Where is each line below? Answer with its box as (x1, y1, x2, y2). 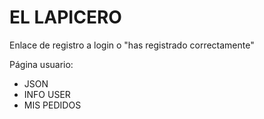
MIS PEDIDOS (23, 99, 82, 111)
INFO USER (23, 88, 71, 100)
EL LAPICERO (9, 6, 122, 29)
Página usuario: (9, 58, 74, 70)
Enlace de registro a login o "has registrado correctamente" (9, 39, 255, 51)
